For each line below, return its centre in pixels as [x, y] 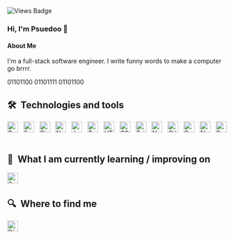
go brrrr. [19, 68]
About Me [22, 45]
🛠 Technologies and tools [65, 105]
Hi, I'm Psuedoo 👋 [38, 29]
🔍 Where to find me [52, 204]
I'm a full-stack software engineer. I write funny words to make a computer [114, 61]
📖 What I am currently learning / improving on [109, 160]
